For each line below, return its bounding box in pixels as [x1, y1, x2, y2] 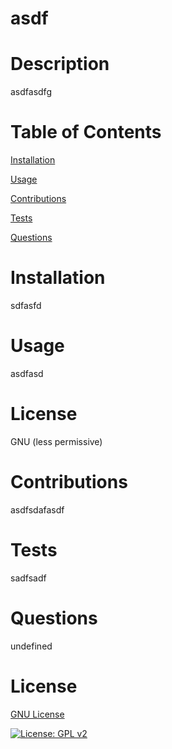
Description [10, 53, 110, 76]
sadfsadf [10, 572, 47, 584]
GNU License [10, 708, 65, 720]
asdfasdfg [10, 86, 52, 98]
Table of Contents [10, 121, 162, 144]
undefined [10, 640, 53, 652]
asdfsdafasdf [10, 503, 65, 516]
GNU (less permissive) [10, 435, 103, 447]
